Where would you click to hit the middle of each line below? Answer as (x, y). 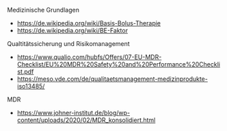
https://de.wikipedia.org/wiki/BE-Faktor (72, 31)
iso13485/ (31, 86)
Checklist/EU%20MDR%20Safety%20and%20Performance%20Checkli (119, 64)
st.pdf (25, 72)
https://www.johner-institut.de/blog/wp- (74, 113)
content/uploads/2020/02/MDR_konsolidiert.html (86, 120)
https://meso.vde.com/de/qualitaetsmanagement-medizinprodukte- (112, 79)
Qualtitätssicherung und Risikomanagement (68, 44)
